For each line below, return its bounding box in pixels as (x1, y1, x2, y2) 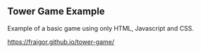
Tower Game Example (7, 6, 105, 17)
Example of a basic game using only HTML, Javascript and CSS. (7, 24, 194, 32)
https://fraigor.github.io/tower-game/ (7, 38, 115, 46)
